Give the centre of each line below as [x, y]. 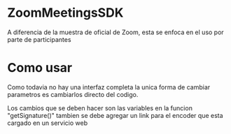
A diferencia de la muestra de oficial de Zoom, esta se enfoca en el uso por [115, 32]
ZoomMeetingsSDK [65, 13]
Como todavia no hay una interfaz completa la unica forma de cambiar [109, 87]
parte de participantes [39, 39]
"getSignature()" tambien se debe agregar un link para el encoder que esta [115, 115]
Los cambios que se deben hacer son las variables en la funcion [100, 108]
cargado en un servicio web [48, 123]
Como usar [40, 68]
